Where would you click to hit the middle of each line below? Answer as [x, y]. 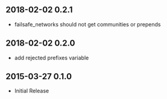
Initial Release [32, 91]
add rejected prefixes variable [52, 58]
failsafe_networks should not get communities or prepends [87, 24]
